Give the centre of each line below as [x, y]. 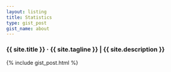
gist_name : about [28, 28]
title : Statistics [29, 17]
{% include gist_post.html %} [42, 62]
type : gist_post [26, 23]
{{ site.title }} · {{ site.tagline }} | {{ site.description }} [85, 50]
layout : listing [26, 12]
